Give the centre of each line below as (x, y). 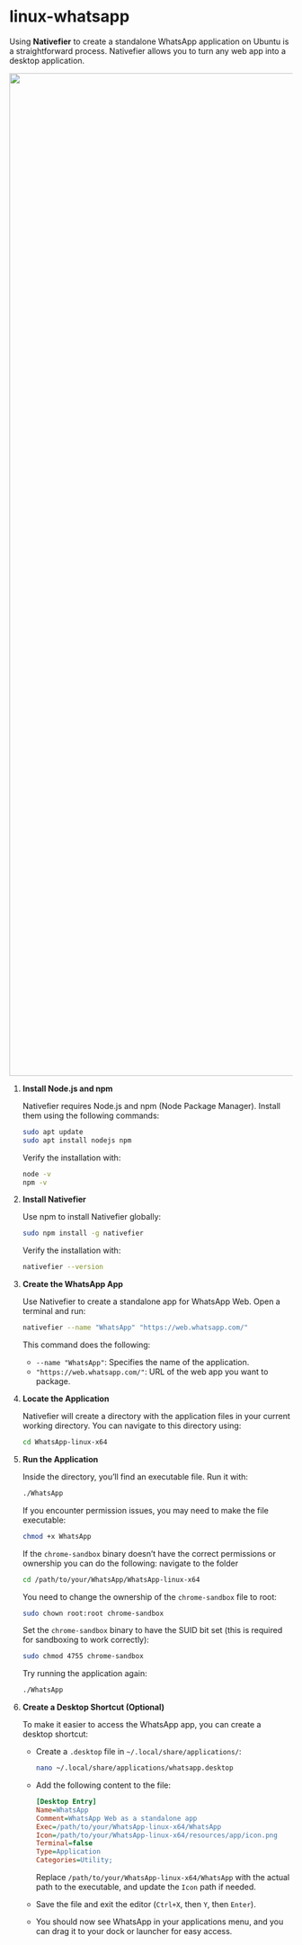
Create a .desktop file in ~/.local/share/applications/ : (138, 1752)
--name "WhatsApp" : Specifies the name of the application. (142, 1363)
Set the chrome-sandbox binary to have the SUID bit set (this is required (152, 1630)
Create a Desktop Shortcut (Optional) (93, 1707)
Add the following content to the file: (103, 1785)
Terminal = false (64, 1843)
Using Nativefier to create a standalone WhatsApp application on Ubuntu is (149, 41)
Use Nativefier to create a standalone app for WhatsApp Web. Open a (151, 1301)
